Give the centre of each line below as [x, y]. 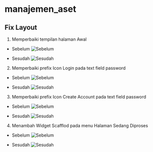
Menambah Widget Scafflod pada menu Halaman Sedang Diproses [80, 126]
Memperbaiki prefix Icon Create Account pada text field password [79, 97]
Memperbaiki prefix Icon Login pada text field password [69, 68]
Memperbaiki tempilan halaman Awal [49, 39]
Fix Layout [21, 27]
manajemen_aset [40, 9]
